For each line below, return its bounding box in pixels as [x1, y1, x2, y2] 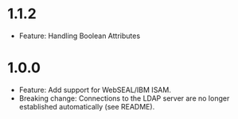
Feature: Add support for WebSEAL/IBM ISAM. [18, 85, 172, 94]
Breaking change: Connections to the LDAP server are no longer [18, 93, 230, 103]
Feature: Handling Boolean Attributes [18, 31, 141, 40]
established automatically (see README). [18, 102, 155, 111]
